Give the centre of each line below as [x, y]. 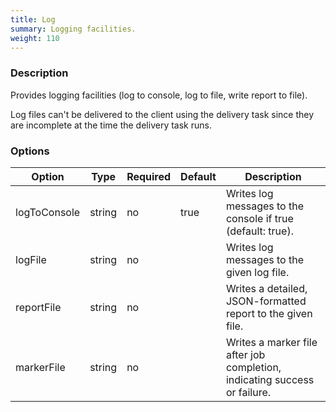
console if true [259, 218]
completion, [253, 367]
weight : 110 [35, 38]
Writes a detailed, [266, 288]
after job [245, 354]
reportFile [38, 307]
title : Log [33, 19]
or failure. [248, 392]
